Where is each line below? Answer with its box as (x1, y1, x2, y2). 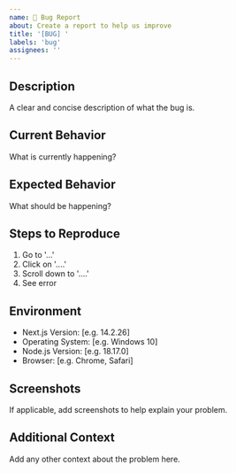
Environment (9, 303, 82, 319)
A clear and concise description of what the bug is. (9, 102, 195, 112)
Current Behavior (9, 128, 106, 143)
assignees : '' (9, 46, 62, 55)
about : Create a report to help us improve (9, 21, 172, 30)
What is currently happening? (9, 151, 117, 162)
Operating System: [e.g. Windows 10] (21, 337, 158, 347)
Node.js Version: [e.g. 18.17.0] (21, 346, 130, 357)
